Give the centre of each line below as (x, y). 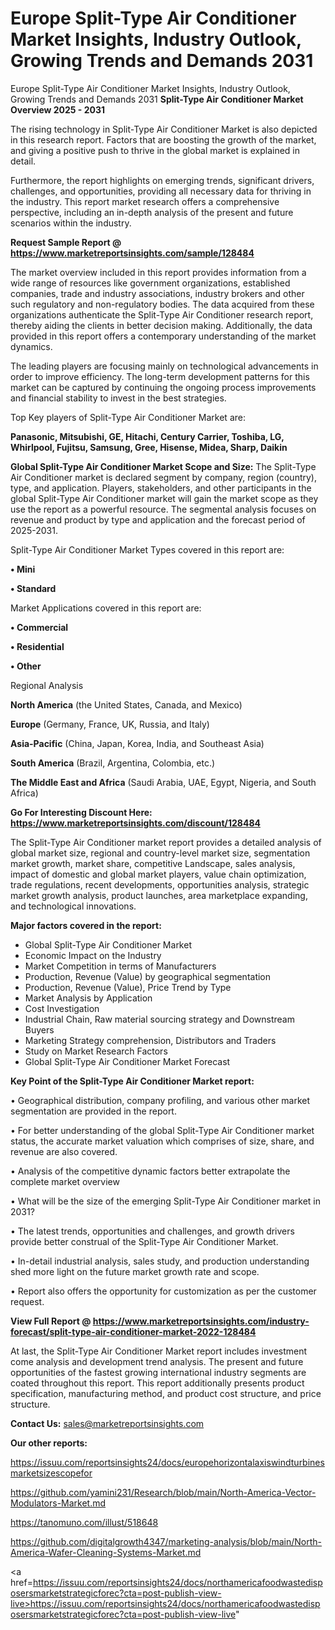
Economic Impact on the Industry (93, 955)
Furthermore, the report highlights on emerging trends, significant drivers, (162, 180)
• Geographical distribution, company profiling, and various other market (160, 1100)
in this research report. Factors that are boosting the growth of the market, (163, 139)
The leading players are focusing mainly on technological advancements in (164, 366)
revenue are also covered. (64, 1151)
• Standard (33, 588)
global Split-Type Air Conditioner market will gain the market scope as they (164, 498)
